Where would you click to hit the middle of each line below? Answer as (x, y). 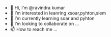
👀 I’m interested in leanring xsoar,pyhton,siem (58, 13)
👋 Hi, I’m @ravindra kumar (37, 8)
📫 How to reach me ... (34, 29)
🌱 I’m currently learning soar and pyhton (52, 18)
